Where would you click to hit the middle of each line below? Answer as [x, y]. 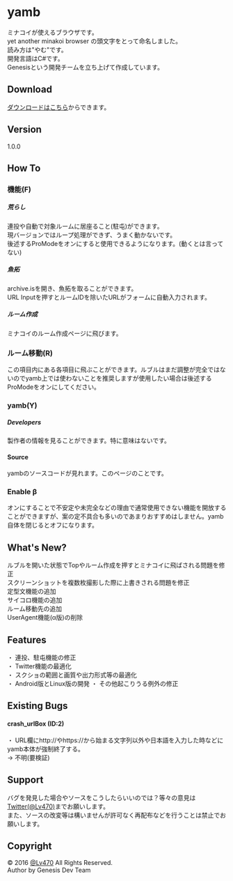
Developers [24, 422]
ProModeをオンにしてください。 [54, 387]
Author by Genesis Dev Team [49, 870]
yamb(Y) [22, 405]
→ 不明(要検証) [29, 758]
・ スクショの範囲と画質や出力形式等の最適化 [72, 675]
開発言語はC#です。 [35, 58]
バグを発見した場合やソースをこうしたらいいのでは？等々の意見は [102, 797]
